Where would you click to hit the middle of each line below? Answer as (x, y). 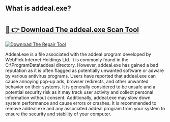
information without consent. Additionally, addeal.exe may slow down (78, 97)
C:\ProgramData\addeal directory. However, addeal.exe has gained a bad (82, 65)
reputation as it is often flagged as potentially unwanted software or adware (85, 70)
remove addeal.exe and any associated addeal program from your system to (85, 108)
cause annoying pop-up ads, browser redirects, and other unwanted (77, 81)
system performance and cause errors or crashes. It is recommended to (81, 103)
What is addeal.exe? (38, 8)
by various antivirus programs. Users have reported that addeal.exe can (81, 76)
